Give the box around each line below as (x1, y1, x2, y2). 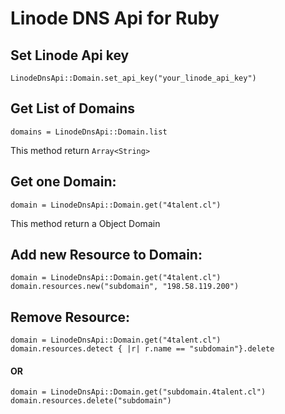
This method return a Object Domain (10, 217, 161, 229)
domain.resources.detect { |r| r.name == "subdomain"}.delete (10, 344, 275, 354)
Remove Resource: (10, 308, 131, 326)
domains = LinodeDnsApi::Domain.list (10, 127, 168, 137)
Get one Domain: (10, 173, 117, 191)
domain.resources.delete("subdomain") (10, 396, 172, 406)
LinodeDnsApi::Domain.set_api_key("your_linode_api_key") (10, 73, 257, 83)
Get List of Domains (10, 100, 136, 117)
